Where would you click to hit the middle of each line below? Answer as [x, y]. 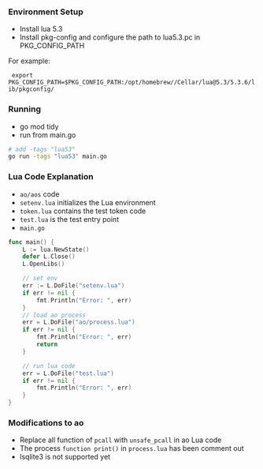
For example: [30, 61]
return [47, 345]
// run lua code [49, 366]
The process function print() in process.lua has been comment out [131, 448]
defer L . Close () [49, 257]
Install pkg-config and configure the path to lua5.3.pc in [110, 37]
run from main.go [48, 135]
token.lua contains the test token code [83, 211]
